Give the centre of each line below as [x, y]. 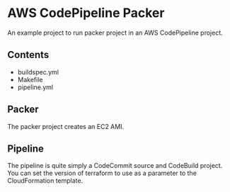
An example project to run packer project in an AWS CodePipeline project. [115, 33]
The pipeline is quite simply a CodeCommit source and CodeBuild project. [115, 166]
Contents [28, 55]
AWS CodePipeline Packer [86, 13]
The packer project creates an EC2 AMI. [66, 126]
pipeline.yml [35, 87]
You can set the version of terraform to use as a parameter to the [102, 173]
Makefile [30, 79]
